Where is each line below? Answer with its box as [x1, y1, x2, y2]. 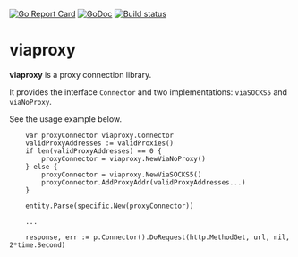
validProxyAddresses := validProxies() [25, 139, 175, 148]
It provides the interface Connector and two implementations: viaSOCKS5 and [9, 86, 288, 98]
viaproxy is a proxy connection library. [9, 69, 152, 80]
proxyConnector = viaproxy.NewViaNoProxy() [41, 154, 206, 163]
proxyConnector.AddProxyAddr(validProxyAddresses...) [41, 177, 246, 187]
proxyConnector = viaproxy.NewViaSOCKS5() [41, 170, 202, 179]
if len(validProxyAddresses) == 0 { [25, 146, 163, 156]
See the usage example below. [9, 113, 123, 124]
